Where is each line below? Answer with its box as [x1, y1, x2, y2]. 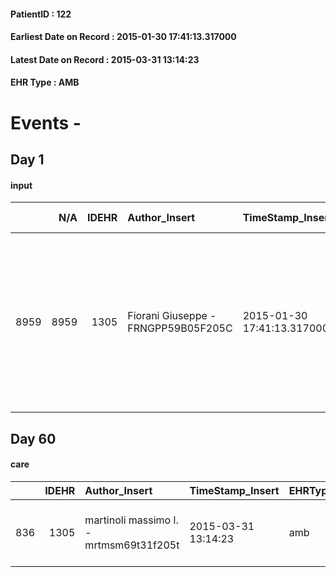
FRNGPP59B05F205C [127, 321, 233, 335]
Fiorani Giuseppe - [127, 309, 217, 323]
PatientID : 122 [10, 8, 72, 20]
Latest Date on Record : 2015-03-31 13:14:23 [10, 53, 200, 65]
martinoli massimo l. [84, 513, 179, 527]
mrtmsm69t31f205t [84, 538, 180, 552]
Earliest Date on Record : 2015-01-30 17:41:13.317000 [10, 31, 237, 43]
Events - [10, 111, 82, 134]
